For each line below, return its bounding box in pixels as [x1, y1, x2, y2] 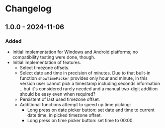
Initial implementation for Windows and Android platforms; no [12, 49, 138, 55]
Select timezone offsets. [19, 64, 70, 70]
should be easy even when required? [19, 91, 96, 97]
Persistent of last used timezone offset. [19, 96, 100, 102]
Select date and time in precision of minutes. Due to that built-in [19, 70, 151, 76]
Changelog [5, 3, 52, 14]
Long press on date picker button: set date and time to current [27, 107, 155, 113]
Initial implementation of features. [12, 59, 81, 65]
